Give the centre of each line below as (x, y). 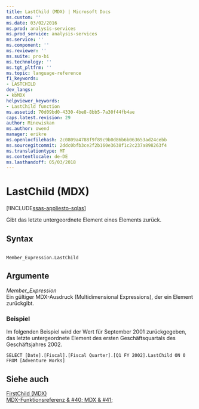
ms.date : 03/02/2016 (32, 23)
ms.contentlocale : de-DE (37, 156)
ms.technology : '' (29, 62)
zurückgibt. (20, 303)
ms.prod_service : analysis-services (52, 34)
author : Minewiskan (30, 123)
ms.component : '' (28, 46)
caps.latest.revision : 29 (38, 117)
